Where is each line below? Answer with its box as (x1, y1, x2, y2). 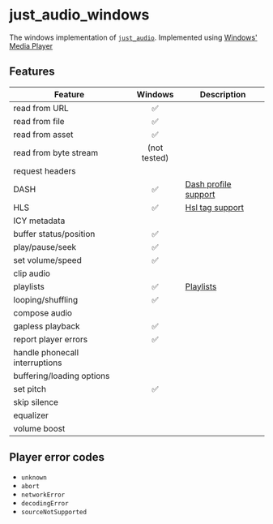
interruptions (13, 357, 62, 368)
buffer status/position (13, 228, 96, 239)
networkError (20, 491, 66, 499)
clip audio (13, 268, 51, 279)
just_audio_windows (9, 6, 150, 24)
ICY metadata (13, 215, 66, 226)
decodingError (20, 499, 69, 508)
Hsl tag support (185, 201, 245, 213)
